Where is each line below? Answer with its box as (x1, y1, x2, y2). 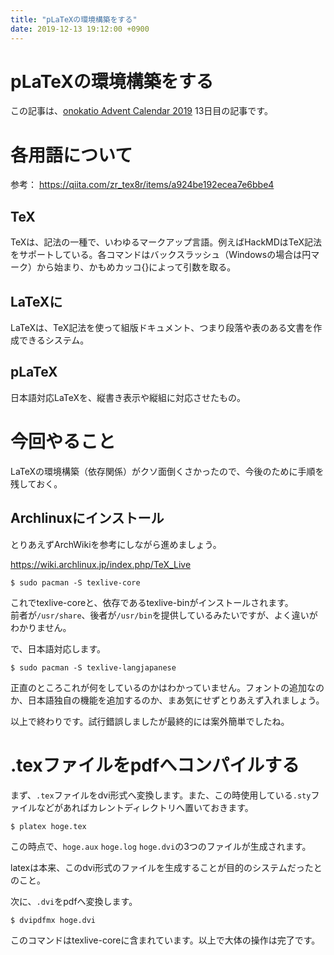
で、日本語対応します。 (10, 642, 107, 655)
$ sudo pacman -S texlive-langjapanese (10, 662, 177, 673)
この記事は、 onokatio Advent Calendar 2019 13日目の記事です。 (10, 105, 273, 117)
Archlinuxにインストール (10, 510, 165, 527)
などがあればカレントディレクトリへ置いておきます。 (36, 801, 254, 813)
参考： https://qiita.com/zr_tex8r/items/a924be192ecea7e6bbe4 (10, 179, 275, 191)
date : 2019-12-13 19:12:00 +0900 (10, 24, 150, 34)
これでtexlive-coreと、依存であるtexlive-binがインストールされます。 (10, 596, 294, 608)
